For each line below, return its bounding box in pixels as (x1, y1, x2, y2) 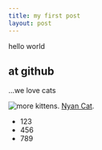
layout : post (8, 19, 52, 27)
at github (8, 64, 55, 78)
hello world (8, 41, 46, 51)
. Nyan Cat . (57, 101, 95, 111)
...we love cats (8, 86, 56, 95)
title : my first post (8, 11, 81, 20)
